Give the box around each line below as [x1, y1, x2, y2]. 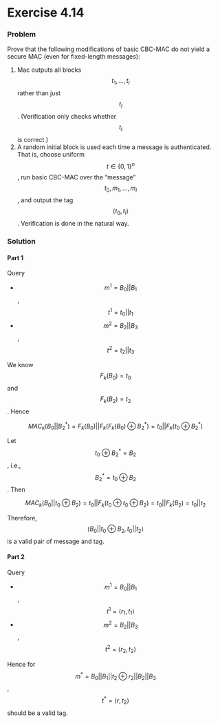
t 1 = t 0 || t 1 [107, 306, 134, 318]
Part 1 [7, 253, 24, 262]
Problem [7, 30, 36, 39]
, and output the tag [17, 196, 74, 204]
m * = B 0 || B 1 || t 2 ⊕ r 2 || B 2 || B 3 [75, 671, 156, 682]
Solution [7, 237, 36, 246]
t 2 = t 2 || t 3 [107, 344, 135, 356]
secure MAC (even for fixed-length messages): [7, 52, 140, 61]
